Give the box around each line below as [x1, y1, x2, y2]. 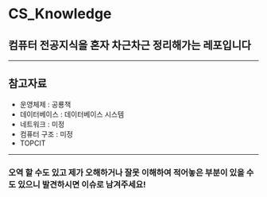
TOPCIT [19, 138, 46, 148]
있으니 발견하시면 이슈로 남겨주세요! [17, 179, 146, 190]
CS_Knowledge [8, 5, 112, 23]
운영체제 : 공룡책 [19, 99, 72, 109]
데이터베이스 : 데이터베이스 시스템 [19, 109, 125, 119]
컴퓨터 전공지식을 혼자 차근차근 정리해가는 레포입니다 [8, 38, 252, 52]
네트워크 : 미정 [19, 119, 65, 129]
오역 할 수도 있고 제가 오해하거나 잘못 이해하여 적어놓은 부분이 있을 [8, 167, 245, 178]
